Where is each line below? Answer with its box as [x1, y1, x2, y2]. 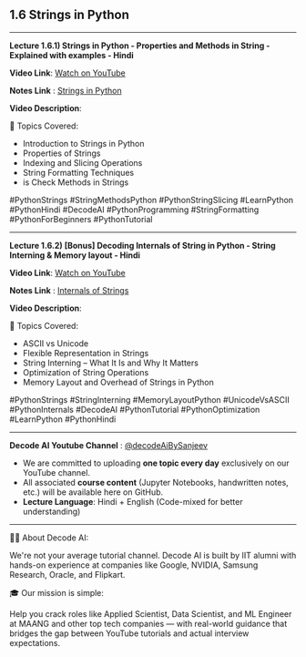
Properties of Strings [22, 148, 101, 159]
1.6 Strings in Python [9, 7, 130, 23]
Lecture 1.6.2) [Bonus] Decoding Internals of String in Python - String [9, 240, 276, 251]
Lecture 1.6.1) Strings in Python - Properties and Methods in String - [9, 40, 270, 51]
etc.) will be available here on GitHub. [22, 487, 164, 498]
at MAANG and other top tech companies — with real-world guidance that [9, 618, 288, 629]
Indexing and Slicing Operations [22, 157, 143, 168]
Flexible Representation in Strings [22, 347, 149, 358]
